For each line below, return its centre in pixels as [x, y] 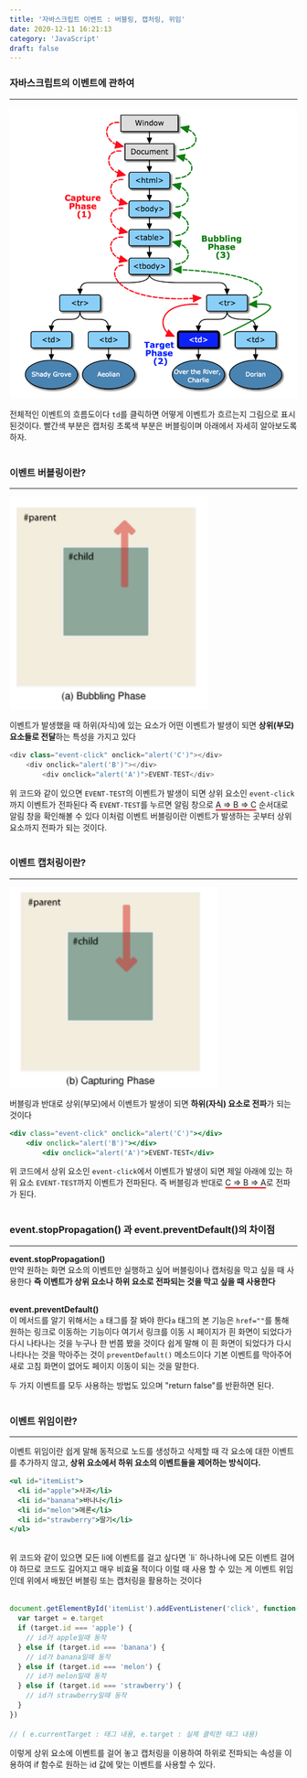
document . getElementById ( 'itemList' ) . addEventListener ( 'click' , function [153, 1609]
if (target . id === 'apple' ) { [75, 1628]
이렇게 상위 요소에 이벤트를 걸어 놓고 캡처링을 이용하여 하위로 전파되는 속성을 [146, 1752]
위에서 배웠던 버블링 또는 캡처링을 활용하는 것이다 [114, 1580]
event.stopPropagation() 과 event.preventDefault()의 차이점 [143, 1230]
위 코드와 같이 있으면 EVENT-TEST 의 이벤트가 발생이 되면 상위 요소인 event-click [152, 793]
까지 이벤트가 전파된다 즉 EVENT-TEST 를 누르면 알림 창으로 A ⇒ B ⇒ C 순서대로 [149, 804]
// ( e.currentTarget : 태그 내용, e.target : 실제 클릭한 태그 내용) [134, 1734]
